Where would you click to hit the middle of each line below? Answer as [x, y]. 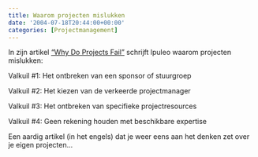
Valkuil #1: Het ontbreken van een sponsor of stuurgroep [100, 76]
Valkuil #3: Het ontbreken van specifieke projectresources [103, 106]
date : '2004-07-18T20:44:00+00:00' [67, 23]
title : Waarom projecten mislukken [67, 15]
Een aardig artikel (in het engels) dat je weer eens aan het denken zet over [129, 137]
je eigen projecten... [41, 145]
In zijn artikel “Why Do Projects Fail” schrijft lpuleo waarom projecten [120, 53]
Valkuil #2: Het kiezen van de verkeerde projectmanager [99, 91]
